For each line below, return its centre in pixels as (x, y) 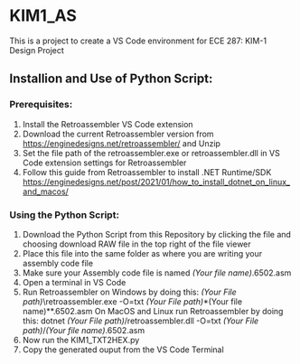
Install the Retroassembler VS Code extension (108, 124)
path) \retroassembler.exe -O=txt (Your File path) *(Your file (132, 301)
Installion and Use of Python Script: (111, 79)
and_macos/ (46, 191)
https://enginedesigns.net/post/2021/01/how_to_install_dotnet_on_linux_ (156, 182)
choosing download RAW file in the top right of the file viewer (136, 244)
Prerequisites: (41, 105)
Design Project (37, 50)
